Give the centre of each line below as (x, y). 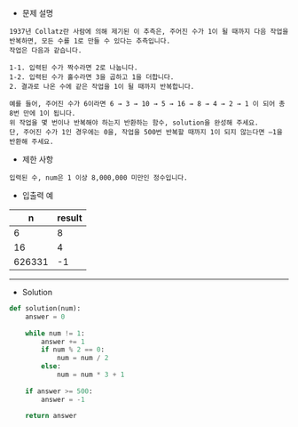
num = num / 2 (82, 359)
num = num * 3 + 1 (90, 375)
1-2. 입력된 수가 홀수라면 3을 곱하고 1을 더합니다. (92, 77)
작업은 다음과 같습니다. (46, 51)
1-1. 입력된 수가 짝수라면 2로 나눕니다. (74, 68)
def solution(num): (45, 309)
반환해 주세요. (31, 141)
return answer (51, 416)
